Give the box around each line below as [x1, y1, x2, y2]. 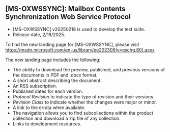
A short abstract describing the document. [12, 77, 102, 84]
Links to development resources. [12, 120, 81, 127]
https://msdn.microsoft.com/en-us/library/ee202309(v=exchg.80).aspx [5, 46, 155, 53]
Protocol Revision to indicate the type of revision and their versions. [12, 93, 155, 99]
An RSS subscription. [12, 83, 58, 89]
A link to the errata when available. [12, 104, 86, 111]
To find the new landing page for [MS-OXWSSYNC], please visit [5, 41, 139, 47]
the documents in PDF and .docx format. [12, 72, 98, 78]
